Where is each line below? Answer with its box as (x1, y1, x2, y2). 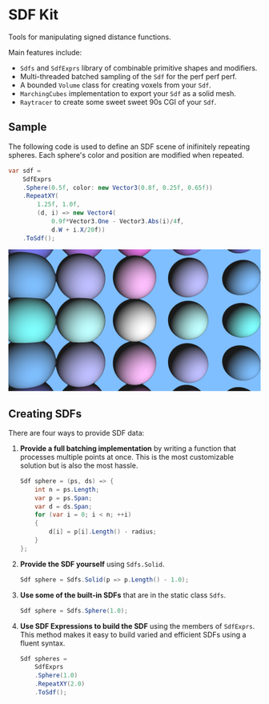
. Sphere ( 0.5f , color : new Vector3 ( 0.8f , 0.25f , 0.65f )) (22, 183, 214, 191)
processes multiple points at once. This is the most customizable (19, 452, 235, 461)
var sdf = (8, 167, 42, 175)
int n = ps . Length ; (34, 485, 100, 493)
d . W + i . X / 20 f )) (50, 226, 106, 234)
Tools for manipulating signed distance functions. (8, 32, 171, 42)
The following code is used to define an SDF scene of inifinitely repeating (8, 142, 251, 151)
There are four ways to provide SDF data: (8, 428, 145, 437)
